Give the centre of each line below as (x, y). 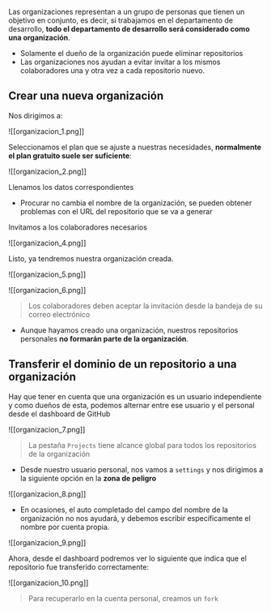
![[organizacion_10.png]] (49, 583)
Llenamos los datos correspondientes (71, 187)
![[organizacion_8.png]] (47, 493)
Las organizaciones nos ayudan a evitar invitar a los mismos (120, 62)
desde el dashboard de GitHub (59, 414)
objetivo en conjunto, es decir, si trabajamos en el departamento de (121, 20)
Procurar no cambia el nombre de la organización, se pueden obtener (136, 203)
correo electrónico (59, 314)
